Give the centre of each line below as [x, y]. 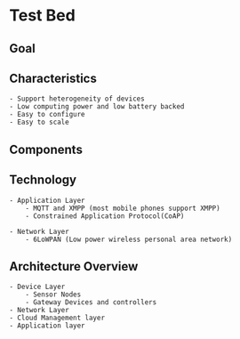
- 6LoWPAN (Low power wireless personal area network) [129, 239]
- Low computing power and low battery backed [97, 107]
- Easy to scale [39, 122]
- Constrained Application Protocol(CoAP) [105, 216]
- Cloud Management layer [57, 318]
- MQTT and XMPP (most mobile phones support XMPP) [123, 208]
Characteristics [53, 78]
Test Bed [42, 16]
